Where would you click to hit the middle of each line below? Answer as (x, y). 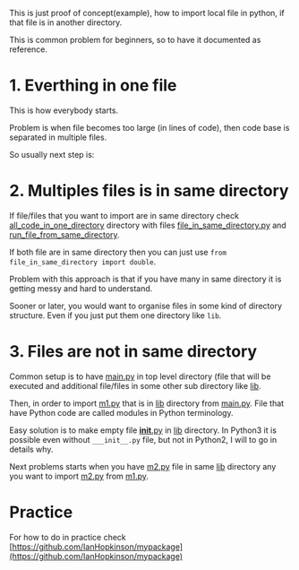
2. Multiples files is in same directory (149, 191)
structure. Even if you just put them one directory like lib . (115, 315)
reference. (28, 49)
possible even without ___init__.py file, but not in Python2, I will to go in (143, 439)
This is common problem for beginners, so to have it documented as (135, 40)
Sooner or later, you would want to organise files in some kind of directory (146, 306)
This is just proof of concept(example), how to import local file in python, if (147, 13)
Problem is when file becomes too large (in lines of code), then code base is (149, 127)
